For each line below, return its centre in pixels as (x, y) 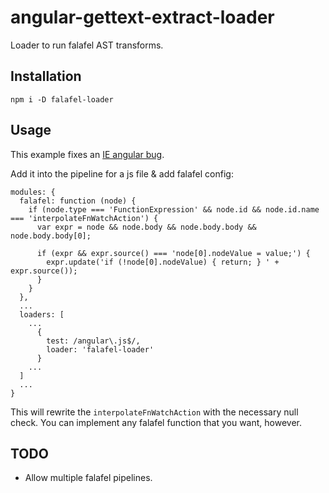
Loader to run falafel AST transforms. (87, 45)
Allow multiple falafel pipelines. (88, 478)
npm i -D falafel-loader (62, 99)
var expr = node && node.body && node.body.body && (146, 227)
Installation (46, 76)
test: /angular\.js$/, (93, 341)
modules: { (33, 192)
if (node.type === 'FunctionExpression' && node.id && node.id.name (174, 209)
